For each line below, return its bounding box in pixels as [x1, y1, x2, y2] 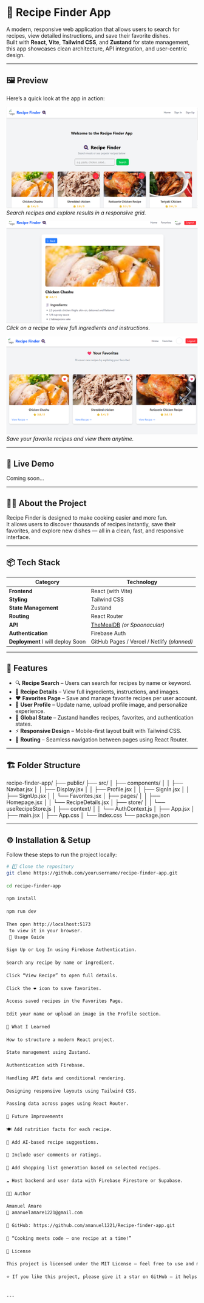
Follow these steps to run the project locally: [6, 851, 117, 858]
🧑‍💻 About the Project [6, 498, 87, 508]
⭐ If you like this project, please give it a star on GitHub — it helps [6, 1274, 197, 1280]
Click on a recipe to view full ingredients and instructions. [6, 324, 151, 331]
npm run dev [6, 909, 36, 915]
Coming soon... [6, 475, 44, 482]
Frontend [8, 587, 33, 594]
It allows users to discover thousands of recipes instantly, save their [6, 521, 176, 528]
